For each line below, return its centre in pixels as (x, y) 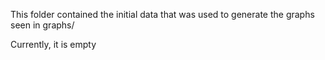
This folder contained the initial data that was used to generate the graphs (162, 14)
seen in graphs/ (42, 25)
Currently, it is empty (53, 44)
